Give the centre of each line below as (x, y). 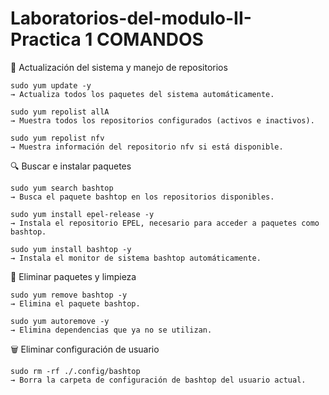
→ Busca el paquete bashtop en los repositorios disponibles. (142, 197)
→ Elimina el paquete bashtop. (75, 303)
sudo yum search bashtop (62, 188)
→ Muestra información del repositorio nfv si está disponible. (147, 147)
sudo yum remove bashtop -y (69, 295)
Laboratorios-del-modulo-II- (131, 18)
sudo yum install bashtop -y (71, 249)
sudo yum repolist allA (60, 112)
